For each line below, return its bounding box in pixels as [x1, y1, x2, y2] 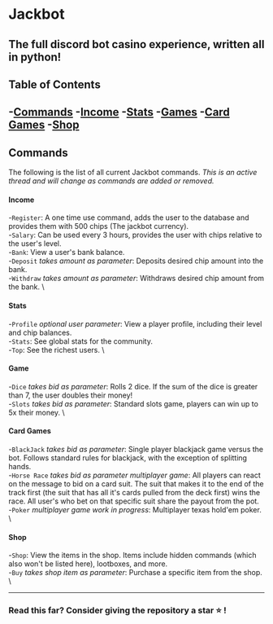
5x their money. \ [8, 407, 65, 417]
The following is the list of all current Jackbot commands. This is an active [8, 168, 258, 178]
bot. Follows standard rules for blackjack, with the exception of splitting [8, 453, 248, 463]
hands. [8, 461, 32, 471]
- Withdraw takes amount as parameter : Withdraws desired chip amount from [8, 274, 265, 283]
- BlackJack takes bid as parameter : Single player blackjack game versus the [8, 444, 264, 454]
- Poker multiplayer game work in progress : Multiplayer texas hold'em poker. [8, 504, 262, 514]
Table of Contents [8, 77, 102, 91]
